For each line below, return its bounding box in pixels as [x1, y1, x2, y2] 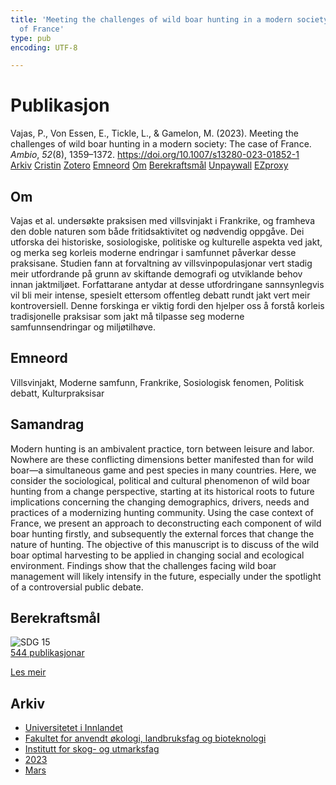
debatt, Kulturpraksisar [10, 387, 105, 399]
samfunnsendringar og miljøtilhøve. [10, 321, 156, 333]
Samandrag [10, 416, 85, 433]
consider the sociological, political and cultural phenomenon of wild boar [10, 474, 311, 486]
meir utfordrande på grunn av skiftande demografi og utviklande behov [10, 268, 303, 280]
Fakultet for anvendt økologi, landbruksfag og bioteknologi [24, 732, 267, 745]
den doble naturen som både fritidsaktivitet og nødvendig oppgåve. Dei [10, 226, 305, 237]
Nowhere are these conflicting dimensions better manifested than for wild [10, 453, 314, 465]
